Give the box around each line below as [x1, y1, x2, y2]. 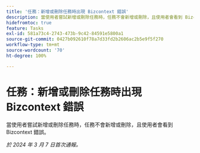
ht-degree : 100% [6, 53, 46, 59]
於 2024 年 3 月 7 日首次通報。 [6, 141, 82, 148]
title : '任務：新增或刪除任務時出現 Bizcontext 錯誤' [6, 8, 129, 15]
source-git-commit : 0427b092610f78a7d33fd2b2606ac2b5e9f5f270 [6, 36, 164, 42]
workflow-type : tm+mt [6, 42, 60, 48]
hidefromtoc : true [6, 20, 52, 26]
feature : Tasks [6, 25, 44, 31]
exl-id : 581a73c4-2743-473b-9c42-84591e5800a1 [6, 31, 124, 37]
